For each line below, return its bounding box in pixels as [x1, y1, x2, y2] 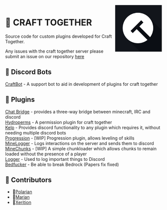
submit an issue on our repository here [5, 53, 84, 59]
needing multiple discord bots [5, 130, 66, 136]
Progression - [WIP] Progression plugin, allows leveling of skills [5, 135, 135, 141]
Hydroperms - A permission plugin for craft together [5, 119, 112, 125]
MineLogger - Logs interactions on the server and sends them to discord [5, 140, 154, 146]
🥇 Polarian [12, 189, 32, 195]
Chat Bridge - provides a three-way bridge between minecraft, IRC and [5, 109, 151, 115]
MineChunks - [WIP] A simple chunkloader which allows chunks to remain [5, 145, 157, 151]
